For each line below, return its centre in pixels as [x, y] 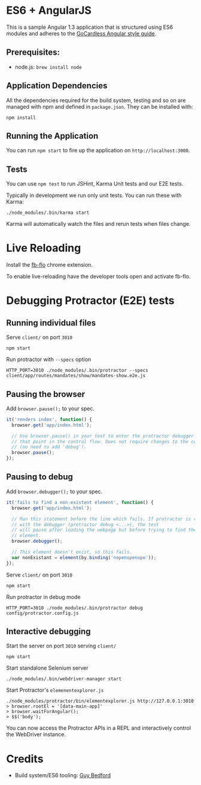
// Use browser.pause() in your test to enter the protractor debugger [103, 436]
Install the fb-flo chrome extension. [49, 265]
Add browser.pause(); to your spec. [50, 408]
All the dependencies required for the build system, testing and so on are [96, 100]
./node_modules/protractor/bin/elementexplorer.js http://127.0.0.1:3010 [100, 701]
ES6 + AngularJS [49, 11]
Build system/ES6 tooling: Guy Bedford [63, 775]
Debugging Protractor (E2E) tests [90, 301]
